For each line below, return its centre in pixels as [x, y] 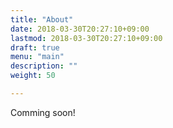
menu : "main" [37, 57]
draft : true [35, 47]
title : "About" [42, 19]
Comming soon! [43, 112]
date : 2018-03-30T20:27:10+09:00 [80, 29]
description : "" [44, 66]
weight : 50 [33, 76]
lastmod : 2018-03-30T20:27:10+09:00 [86, 38]
